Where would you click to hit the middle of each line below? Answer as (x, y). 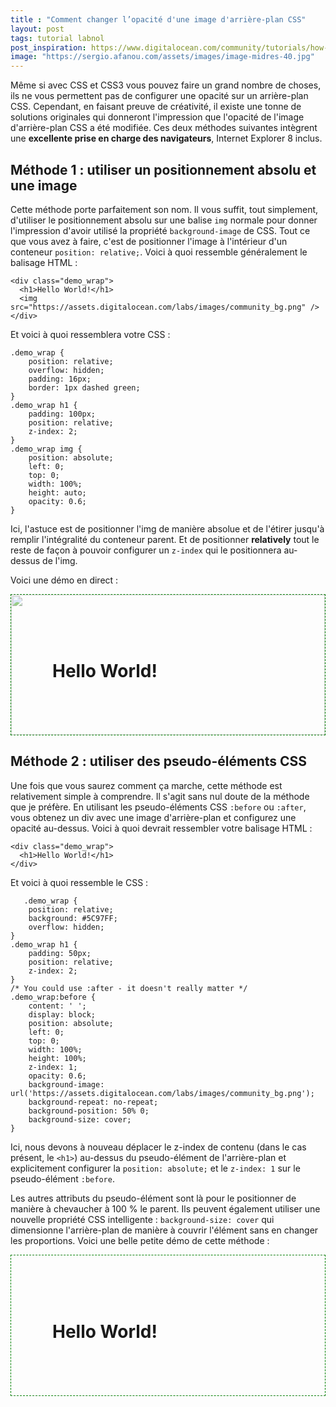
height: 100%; (57, 1058)
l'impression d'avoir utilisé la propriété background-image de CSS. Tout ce (160, 230)
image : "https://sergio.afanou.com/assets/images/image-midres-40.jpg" (162, 57)
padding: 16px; (60, 379)
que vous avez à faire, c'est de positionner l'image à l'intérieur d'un (149, 241)
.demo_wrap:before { (53, 997)
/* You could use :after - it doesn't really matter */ (129, 988)
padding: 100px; (62, 414)
